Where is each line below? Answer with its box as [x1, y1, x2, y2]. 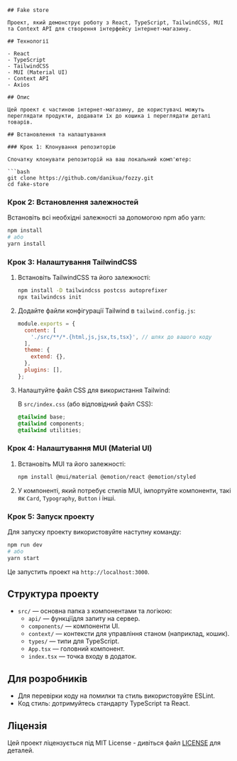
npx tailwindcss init [17, 293, 82, 301]
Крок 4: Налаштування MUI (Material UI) [7, 443, 153, 453]
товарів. [7, 119, 33, 126]
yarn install [7, 240, 46, 248]
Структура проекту [7, 588, 99, 600]
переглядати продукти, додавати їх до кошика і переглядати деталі [7, 112, 211, 119]
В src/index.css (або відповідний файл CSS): [17, 399, 153, 408]
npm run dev [7, 541, 43, 549]
